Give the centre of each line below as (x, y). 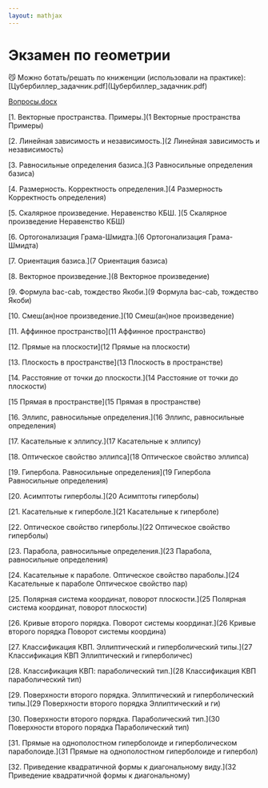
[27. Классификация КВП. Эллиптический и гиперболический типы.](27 (130, 647)
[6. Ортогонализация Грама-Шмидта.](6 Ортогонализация (107, 237)
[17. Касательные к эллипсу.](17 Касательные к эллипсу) (105, 441)
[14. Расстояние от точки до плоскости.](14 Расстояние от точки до (123, 377)
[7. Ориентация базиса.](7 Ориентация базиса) (88, 261)
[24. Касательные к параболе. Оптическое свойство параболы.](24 (124, 575)
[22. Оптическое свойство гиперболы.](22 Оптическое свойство (119, 527)
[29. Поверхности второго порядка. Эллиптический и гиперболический (131, 694)
